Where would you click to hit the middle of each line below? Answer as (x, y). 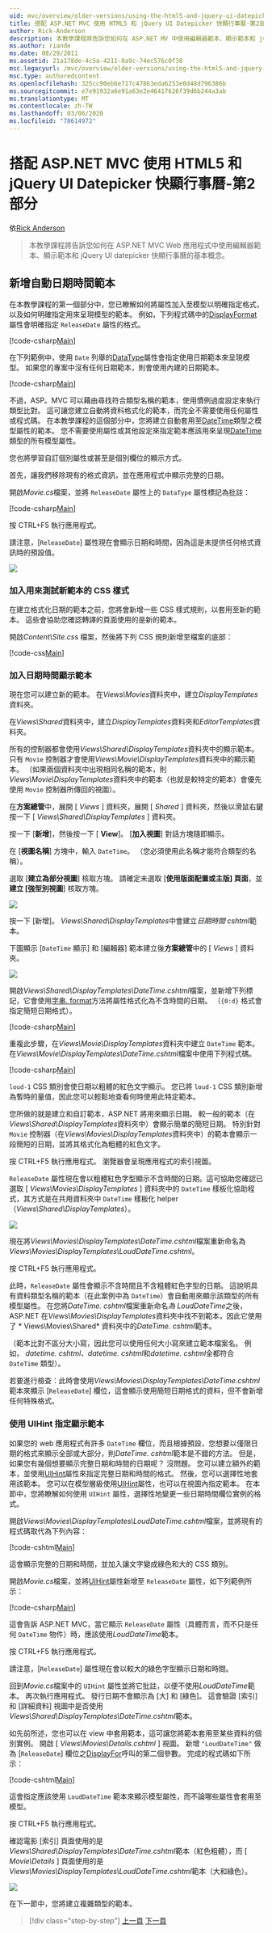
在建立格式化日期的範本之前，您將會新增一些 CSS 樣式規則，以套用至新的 (132, 609)
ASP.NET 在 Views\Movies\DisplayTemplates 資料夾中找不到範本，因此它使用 (136, 1316)
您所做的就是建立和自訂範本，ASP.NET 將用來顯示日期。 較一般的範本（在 (132, 1114)
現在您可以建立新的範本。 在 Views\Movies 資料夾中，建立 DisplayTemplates (134, 694)
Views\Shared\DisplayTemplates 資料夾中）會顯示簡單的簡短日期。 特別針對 (135, 1124)
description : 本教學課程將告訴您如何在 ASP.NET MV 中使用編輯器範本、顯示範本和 (133, 38)
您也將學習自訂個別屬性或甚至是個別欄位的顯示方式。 (98, 458)
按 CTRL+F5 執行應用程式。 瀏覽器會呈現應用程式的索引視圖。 (113, 1162)
